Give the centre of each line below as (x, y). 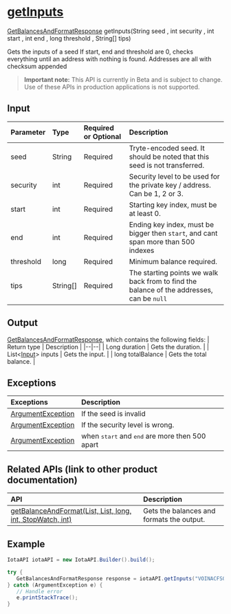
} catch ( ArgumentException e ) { (55, 585)
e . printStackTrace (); (47, 598)
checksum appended (37, 66)
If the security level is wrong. (128, 425)
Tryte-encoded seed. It (167, 148)
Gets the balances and (179, 511)
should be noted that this (169, 157)
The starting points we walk (174, 272)
